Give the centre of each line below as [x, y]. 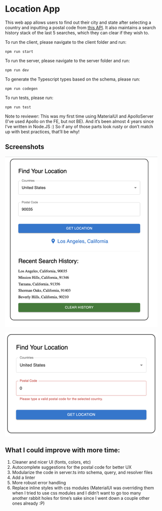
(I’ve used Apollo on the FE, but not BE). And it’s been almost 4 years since [79, 121]
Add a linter [23, 477]
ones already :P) [28, 503]
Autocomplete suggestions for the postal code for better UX [72, 467]
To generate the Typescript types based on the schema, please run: [73, 79]
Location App [33, 9]
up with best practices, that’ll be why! [42, 132]
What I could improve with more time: [63, 450]
